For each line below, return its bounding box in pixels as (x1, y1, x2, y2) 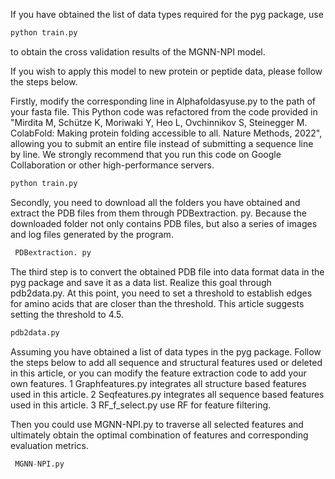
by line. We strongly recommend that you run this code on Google (10, 148, 282, 160)
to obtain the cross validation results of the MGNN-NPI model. (10, 45, 266, 58)
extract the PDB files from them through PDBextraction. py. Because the (10, 207, 307, 219)
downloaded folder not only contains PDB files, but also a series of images (10, 217, 318, 229)
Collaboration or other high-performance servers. (10, 159, 215, 171)
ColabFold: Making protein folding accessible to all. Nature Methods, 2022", (10, 127, 323, 139)
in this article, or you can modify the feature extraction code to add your (10, 367, 307, 379)
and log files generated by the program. (10, 228, 174, 240)
